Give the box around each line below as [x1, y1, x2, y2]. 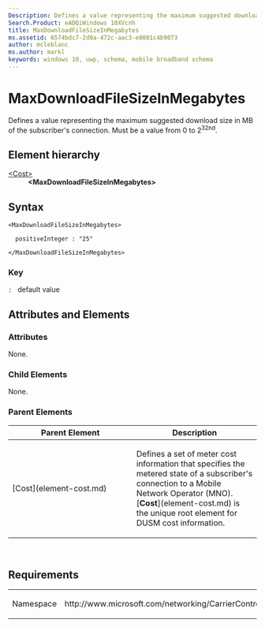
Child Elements [8, 369, 68, 379]
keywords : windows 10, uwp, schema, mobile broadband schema [8, 56, 214, 64]
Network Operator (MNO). [136, 487, 233, 498]
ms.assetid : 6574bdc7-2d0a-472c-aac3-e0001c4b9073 [8, 33, 178, 42]
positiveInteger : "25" [15, 235, 93, 243]
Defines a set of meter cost [136, 448, 237, 459]
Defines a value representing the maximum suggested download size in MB [8, 115, 254, 125]
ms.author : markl [8, 48, 65, 56]
